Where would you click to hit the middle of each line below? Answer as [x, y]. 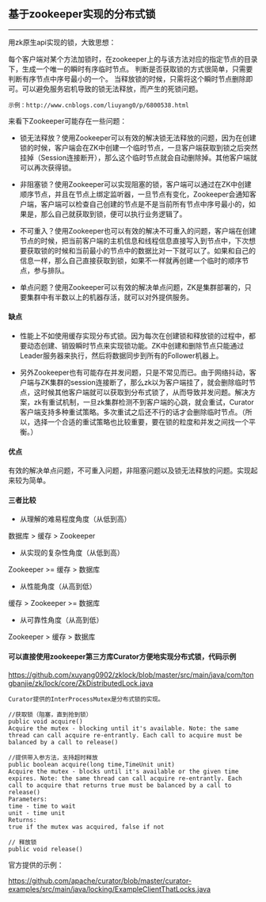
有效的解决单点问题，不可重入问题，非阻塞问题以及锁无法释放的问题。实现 [129, 470]
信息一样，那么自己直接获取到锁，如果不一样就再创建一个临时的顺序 [131, 261]
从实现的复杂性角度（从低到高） [72, 553]
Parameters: [28, 799]
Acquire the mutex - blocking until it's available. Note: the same [123, 728]
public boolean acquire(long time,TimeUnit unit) [92, 764]
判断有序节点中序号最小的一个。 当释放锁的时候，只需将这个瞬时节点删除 [127, 78]
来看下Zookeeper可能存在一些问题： [68, 120]
